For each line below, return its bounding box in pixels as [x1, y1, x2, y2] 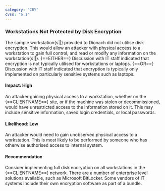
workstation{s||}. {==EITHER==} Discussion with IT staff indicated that [5, 55, 149, 61]
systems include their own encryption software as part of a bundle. [5, 181, 142, 187]
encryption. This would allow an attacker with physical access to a [5, 45, 141, 51]
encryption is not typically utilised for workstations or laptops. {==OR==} [5, 61, 154, 66]
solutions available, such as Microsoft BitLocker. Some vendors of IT [5, 175, 145, 181]
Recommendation [5, 153, 43, 159]
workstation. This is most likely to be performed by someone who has [5, 137, 148, 143]
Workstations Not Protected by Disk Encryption [5, 28, 122, 35]
